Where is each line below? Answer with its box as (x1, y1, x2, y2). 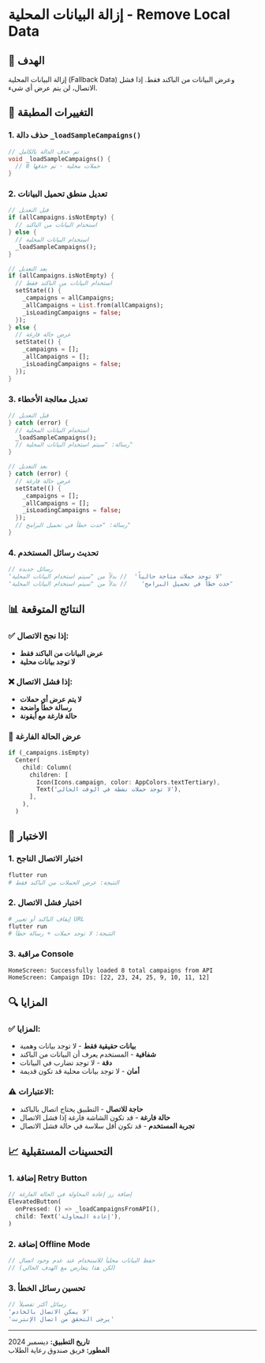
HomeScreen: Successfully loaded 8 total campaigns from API (8, 966, 214, 974)
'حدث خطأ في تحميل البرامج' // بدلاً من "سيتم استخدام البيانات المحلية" (8, 579, 233, 588)
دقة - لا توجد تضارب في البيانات (19, 1058, 113, 1067)
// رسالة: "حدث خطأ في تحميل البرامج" (15, 521, 132, 529)
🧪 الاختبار (8, 830, 47, 843)
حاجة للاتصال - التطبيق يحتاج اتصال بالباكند (19, 1104, 144, 1113)
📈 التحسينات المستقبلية (8, 1145, 113, 1158)
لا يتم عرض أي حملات (19, 694, 82, 704)
